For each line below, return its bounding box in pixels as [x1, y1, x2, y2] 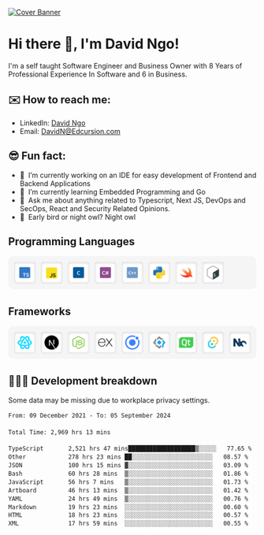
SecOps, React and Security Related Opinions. [19, 203, 171, 213]
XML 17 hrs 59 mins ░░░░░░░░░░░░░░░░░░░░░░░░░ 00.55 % [8, 520, 248, 528]
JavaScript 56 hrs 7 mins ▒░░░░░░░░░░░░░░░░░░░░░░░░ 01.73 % [8, 477, 248, 486]
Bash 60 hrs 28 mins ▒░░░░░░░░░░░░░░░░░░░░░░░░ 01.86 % [8, 470, 248, 477]
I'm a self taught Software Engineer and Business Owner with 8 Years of [8, 61, 243, 70]
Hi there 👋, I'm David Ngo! [8, 35, 180, 53]
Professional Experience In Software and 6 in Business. [8, 69, 188, 79]
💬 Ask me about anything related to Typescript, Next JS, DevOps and [19, 195, 246, 205]
